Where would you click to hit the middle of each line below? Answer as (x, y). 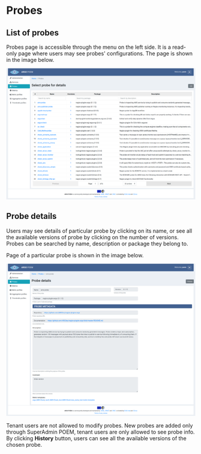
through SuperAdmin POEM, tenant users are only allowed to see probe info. (100, 432)
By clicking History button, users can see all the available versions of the (97, 438)
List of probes (32, 33)
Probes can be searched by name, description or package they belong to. (97, 244)
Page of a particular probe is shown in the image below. (75, 255)
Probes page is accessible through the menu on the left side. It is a (88, 47)
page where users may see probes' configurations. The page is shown (105, 54)
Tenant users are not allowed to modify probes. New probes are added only (100, 425)
